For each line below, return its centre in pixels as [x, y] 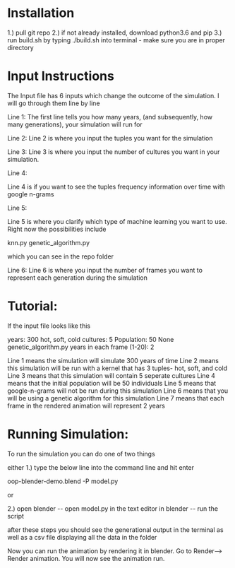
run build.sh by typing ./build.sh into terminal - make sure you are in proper [116, 40]
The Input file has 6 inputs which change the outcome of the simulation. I [113, 95]
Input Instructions [61, 76]
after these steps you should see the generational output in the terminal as [115, 529]
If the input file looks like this [49, 326]
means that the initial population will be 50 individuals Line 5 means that [112, 383]
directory [20, 47]
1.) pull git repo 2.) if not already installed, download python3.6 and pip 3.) [115, 32]
